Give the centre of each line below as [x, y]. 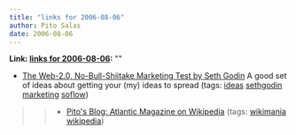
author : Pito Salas [45, 26]
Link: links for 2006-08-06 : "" [66, 59]
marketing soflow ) [55, 94]
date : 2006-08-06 [41, 34]
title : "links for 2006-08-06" [67, 17]
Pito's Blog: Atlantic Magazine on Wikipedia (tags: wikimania [176, 112]
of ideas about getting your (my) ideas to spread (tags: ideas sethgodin [152, 86]
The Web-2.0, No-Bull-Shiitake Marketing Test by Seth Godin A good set [154, 76]
